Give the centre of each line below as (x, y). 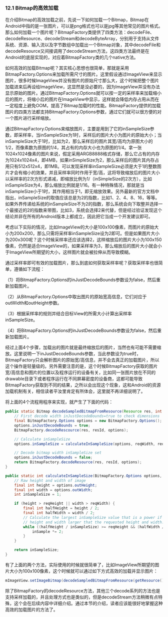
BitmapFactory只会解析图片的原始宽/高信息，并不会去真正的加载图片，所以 (82, 360)
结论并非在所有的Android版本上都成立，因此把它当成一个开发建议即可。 (79, 217)
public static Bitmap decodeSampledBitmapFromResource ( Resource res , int (84, 412)
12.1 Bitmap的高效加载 (32, 8)
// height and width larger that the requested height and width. (94, 522)
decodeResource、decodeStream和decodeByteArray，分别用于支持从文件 (82, 39)
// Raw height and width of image (50, 480)
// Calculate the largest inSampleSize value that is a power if (93, 517)
